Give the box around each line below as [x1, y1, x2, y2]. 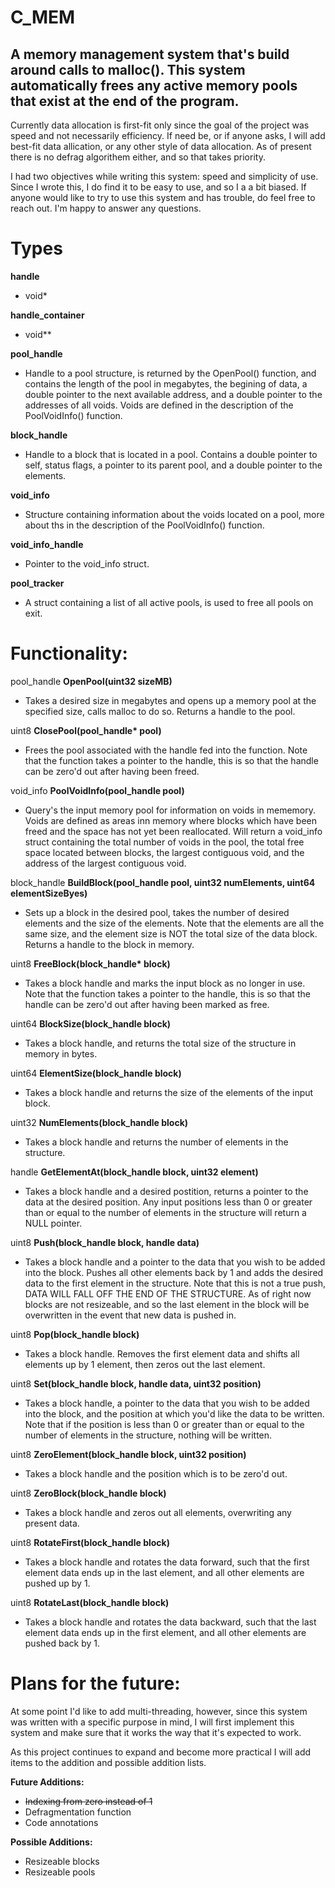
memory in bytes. [24, 1047, 98, 1060]
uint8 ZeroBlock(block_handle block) [10, 1487, 167, 1499]
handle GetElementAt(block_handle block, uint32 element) [10, 1166, 259, 1178]
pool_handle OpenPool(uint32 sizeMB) [10, 675, 173, 687]
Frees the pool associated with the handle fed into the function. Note [24, 744, 308, 756]
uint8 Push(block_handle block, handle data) [10, 1236, 200, 1248]
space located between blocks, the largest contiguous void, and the [24, 846, 305, 858]
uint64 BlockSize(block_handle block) [10, 1017, 172, 1030]
